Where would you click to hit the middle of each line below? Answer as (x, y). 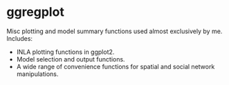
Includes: (19, 38)
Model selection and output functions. (71, 59)
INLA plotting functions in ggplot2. (65, 52)
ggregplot (36, 12)
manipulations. (37, 74)
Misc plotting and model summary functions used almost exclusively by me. (114, 31)
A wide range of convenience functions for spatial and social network (116, 66)
